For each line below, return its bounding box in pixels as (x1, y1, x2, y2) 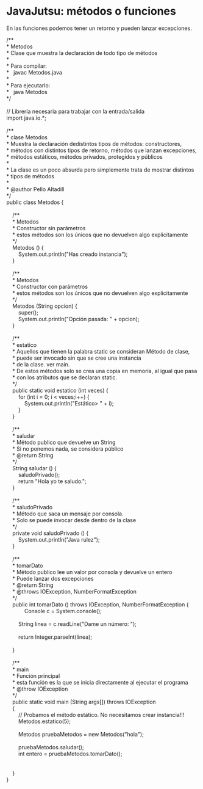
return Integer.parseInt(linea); (18, 633, 93, 641)
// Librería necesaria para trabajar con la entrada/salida (6, 107, 145, 115)
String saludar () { (12, 464, 57, 471)
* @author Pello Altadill (6, 185, 65, 193)
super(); (18, 308, 38, 316)
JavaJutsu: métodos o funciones (6, 4, 177, 18)
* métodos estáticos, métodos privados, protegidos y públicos (6, 153, 163, 160)
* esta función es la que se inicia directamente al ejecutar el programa (12, 678, 188, 686)
